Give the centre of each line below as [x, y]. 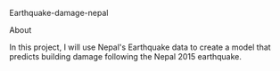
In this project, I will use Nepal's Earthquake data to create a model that [140, 47]
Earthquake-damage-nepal [59, 13]
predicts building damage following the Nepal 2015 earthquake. [126, 56]
